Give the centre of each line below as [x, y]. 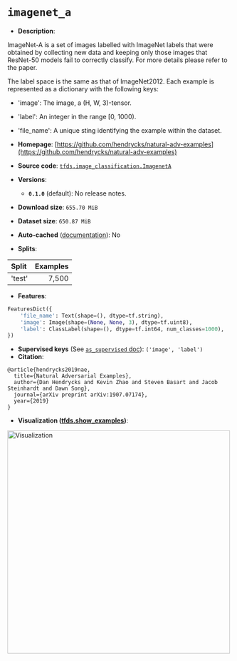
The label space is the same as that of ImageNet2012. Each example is [111, 81]
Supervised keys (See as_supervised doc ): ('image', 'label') [110, 349]
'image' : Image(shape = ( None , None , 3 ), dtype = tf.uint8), [106, 322]
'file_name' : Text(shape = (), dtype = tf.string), [92, 316]
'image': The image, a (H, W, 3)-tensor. [74, 103]
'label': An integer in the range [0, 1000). [77, 116]
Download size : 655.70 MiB [58, 207]
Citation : [31, 357]
